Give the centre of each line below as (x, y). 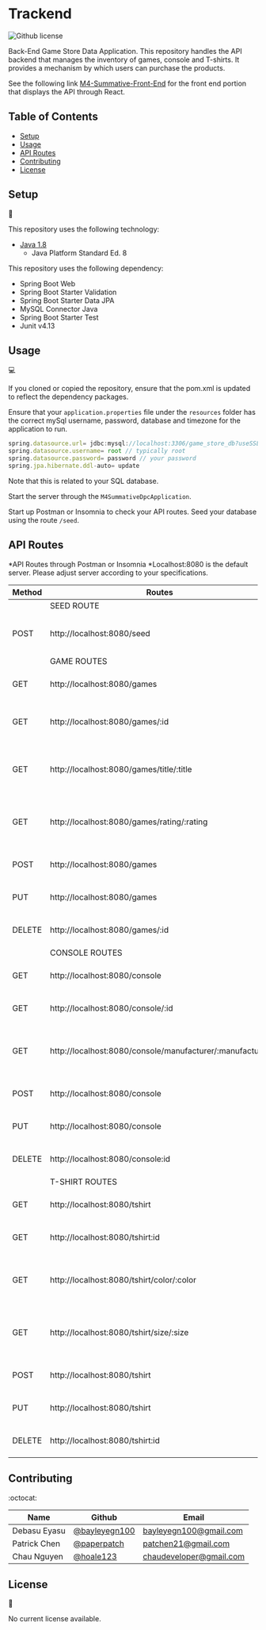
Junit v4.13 (37, 325)
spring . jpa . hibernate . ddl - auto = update (74, 466)
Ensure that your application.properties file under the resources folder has (132, 412)
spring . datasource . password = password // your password (102, 458)
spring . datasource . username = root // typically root (97, 451)
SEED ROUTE (75, 605)
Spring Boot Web (47, 283)
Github (104, 1517)
